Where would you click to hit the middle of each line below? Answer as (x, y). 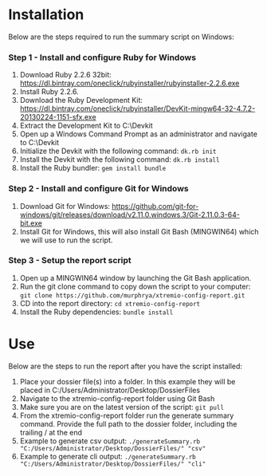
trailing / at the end (51, 432)
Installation (46, 15)
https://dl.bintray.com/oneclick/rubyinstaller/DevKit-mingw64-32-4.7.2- (137, 108)
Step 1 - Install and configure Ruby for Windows (102, 57)
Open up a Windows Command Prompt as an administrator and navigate (138, 134)
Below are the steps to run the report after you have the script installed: (126, 366)
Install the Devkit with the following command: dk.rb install (120, 159)
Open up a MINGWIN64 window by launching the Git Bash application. (135, 277)
